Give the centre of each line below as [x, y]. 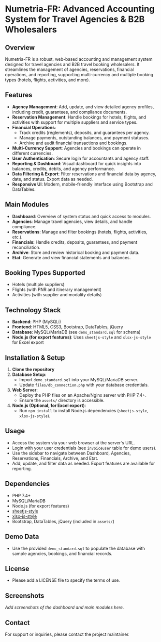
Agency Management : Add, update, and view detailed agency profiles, [83, 107]
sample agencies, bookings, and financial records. [62, 553]
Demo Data [22, 537]
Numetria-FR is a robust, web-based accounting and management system [79, 59]
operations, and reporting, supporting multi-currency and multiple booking [79, 75]
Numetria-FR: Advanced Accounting [80, 9]
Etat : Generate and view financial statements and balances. [71, 257]
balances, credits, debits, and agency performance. [63, 169]
